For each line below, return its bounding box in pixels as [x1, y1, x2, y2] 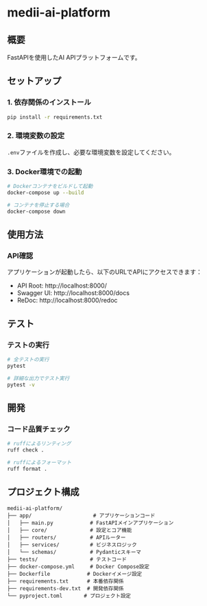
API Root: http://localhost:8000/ [16, 281, 108, 290]
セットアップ [7, 75, 62, 87]
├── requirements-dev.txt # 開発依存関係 [7, 585, 124, 592]
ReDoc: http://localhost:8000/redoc [16, 296, 118, 305]
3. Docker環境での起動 [7, 167, 82, 176]
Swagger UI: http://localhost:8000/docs [16, 289, 130, 297]
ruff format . [7, 465, 48, 472]
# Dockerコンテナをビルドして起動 [7, 183, 93, 190]
